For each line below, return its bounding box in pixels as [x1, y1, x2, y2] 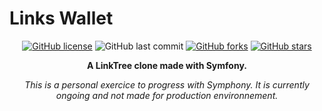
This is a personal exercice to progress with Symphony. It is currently [24, 78, 310, 91]
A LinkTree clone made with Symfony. [87, 59, 247, 71]
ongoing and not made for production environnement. [55, 89, 279, 101]
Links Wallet [9, 7, 114, 30]
